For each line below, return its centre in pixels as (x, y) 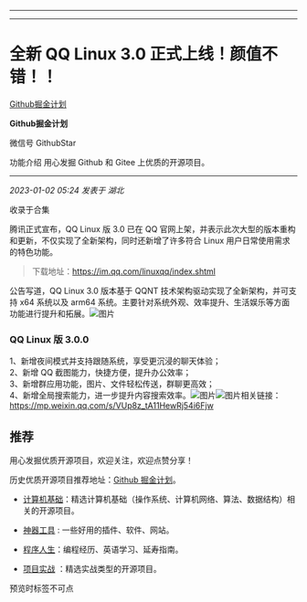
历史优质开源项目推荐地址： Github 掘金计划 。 (95, 480)
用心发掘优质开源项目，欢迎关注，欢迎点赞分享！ (101, 460)
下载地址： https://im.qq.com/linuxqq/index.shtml (124, 271)
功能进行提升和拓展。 (49, 313)
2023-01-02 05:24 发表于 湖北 (67, 190)
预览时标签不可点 (42, 588)
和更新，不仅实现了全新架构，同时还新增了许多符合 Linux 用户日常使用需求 (150, 240)
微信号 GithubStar (43, 143)
